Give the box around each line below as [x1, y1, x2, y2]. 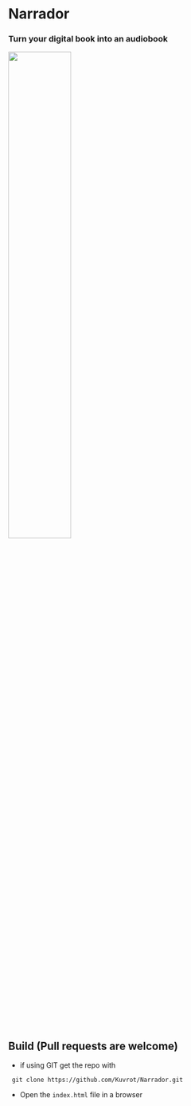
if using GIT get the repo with [19, 1060, 116, 1070]
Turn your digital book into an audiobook [8, 34, 169, 45]
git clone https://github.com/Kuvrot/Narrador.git [11, 1076, 183, 1084]
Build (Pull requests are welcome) [8, 1039, 178, 1052]
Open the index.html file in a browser [19, 1090, 143, 1100]
